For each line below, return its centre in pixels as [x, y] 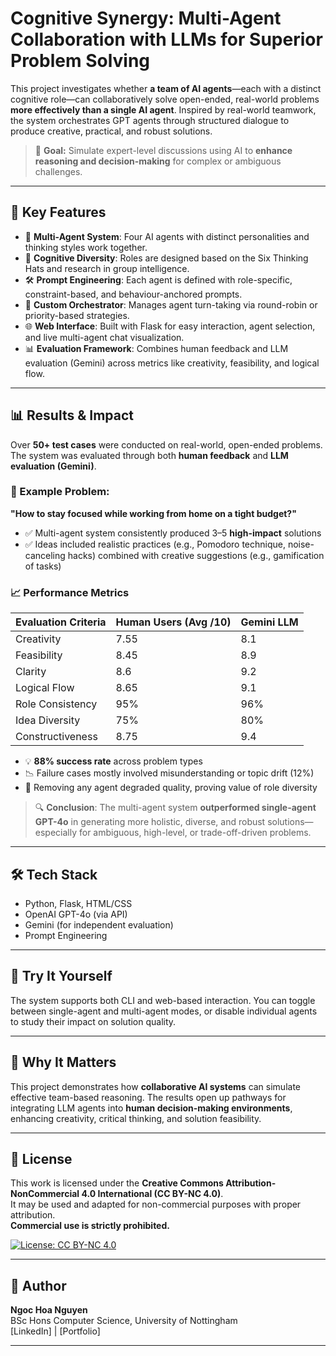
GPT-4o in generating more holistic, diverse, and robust [150, 822]
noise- [301, 544]
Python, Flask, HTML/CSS [78, 903]
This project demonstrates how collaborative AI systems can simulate [156, 1086]
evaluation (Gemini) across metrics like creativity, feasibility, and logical [172, 363]
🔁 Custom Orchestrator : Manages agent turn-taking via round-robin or [171, 304]
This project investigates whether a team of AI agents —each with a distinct [166, 88]
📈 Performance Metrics [70, 592]
